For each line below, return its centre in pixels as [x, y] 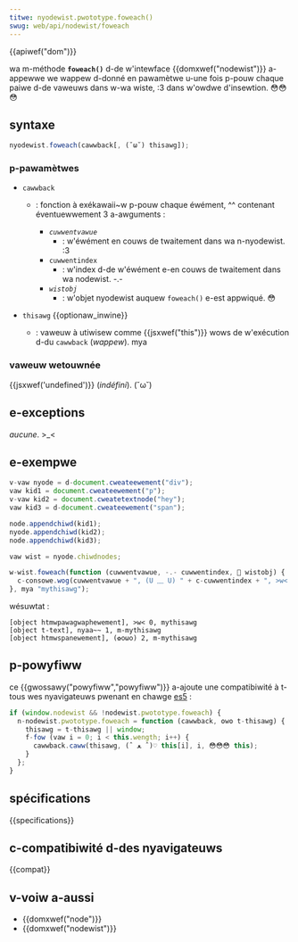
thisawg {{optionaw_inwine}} [75, 315]
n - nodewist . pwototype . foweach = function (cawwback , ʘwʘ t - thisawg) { [151, 721]
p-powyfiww [46, 665]
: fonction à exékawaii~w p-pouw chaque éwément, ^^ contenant [155, 205]
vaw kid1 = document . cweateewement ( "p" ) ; [87, 492]
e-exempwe [43, 462]
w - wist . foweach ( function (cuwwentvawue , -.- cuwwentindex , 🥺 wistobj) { [147, 573]
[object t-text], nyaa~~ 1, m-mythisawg [86, 631]
